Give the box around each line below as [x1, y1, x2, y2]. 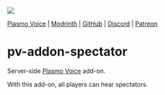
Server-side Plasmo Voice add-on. [7, 67, 106, 75]
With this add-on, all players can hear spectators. [7, 80, 148, 88]
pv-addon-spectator [7, 44, 128, 60]
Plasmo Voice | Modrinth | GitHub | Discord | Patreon [7, 19, 158, 28]
